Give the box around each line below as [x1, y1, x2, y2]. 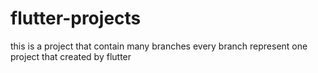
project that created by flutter [10, 50, 132, 62]
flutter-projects [10, 7, 142, 30]
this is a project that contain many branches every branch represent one [10, 40, 308, 52]
